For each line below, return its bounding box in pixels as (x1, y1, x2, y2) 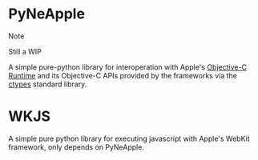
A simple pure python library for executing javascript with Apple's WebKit (8, 134, 250, 143)
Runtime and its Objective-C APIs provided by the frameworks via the (8, 70, 238, 80)
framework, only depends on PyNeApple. (8, 142, 144, 152)
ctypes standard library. (8, 79, 87, 89)
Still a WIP (8, 46, 42, 56)
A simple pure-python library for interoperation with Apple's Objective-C (8, 62, 247, 72)
